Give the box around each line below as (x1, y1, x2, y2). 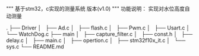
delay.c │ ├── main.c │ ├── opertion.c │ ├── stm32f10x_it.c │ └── (6, 37, 186, 44)
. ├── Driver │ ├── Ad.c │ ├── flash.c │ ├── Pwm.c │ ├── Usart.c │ (6, 24, 190, 31)
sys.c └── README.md (6, 43, 64, 50)
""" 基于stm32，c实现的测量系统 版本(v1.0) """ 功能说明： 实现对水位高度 (6, 5, 185, 12)
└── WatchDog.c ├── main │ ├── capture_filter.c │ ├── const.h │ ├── (6, 31, 193, 37)
